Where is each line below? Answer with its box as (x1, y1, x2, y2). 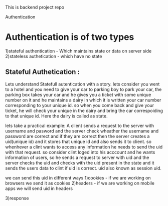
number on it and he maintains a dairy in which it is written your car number (5, 97, 161, 103)
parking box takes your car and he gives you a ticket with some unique (5, 91, 151, 97)
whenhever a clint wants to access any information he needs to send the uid (5, 143, 163, 149)
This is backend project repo (5, 4, 64, 10)
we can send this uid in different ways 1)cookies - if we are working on (5, 174, 151, 180)
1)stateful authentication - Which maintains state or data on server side (5, 47, 152, 54)
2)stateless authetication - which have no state (5, 53, 102, 59)
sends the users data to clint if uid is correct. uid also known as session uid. (5, 165, 162, 171)
